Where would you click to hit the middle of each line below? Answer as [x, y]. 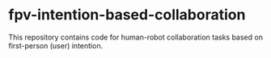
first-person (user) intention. [56, 45]
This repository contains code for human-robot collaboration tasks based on [135, 37]
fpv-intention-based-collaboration [127, 15]
